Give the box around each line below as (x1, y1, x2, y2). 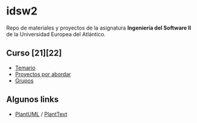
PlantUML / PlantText (14, 110, 67, 118)
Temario (14, 64, 36, 71)
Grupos (14, 77, 34, 84)
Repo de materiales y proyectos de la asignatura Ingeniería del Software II (6, 24, 192, 31)
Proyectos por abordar (14, 71, 71, 78)
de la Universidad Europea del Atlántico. (6, 30, 106, 37)
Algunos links (6, 95, 59, 105)
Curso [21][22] (6, 48, 62, 58)
